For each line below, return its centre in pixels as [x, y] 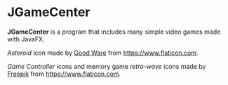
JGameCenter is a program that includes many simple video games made [114, 32]
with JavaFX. [26, 39]
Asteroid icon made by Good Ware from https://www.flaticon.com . [103, 53]
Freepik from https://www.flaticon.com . [64, 74]
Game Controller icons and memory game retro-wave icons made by [107, 66]
